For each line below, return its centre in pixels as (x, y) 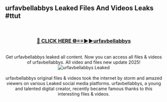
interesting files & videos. (84, 94)
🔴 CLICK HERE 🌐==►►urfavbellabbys (84, 41)
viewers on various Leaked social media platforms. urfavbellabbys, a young (84, 84)
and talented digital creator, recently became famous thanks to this (84, 89)
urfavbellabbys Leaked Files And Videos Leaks (79, 8)
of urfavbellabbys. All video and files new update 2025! (84, 62)
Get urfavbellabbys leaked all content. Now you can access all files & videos (84, 57)
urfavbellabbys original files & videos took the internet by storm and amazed (84, 78)
